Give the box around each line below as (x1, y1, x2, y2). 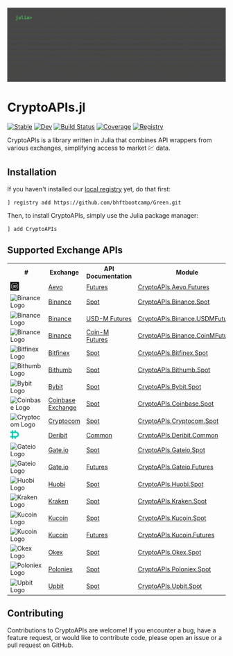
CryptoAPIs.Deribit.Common (137, 431, 218, 440)
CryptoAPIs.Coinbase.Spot (137, 399, 214, 408)
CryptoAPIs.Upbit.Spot (137, 582, 202, 590)
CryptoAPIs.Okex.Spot (137, 548, 202, 556)
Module (175, 268, 199, 277)
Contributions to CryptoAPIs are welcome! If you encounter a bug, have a (7, 625, 216, 635)
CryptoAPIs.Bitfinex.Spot (137, 348, 208, 357)
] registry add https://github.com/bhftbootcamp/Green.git (7, 199, 182, 206)
